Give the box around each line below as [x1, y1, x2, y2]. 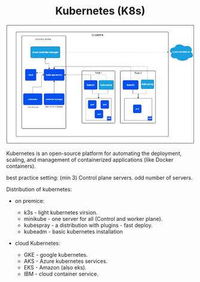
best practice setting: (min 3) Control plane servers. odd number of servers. [6, 174, 193, 181]
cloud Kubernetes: [14, 239, 61, 247]
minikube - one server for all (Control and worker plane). [23, 215, 163, 222]
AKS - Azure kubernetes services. [23, 257, 108, 265]
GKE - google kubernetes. [23, 251, 88, 258]
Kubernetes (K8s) [55, 4, 146, 18]
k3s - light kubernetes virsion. [23, 208, 98, 216]
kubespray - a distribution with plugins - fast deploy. [23, 222, 153, 229]
